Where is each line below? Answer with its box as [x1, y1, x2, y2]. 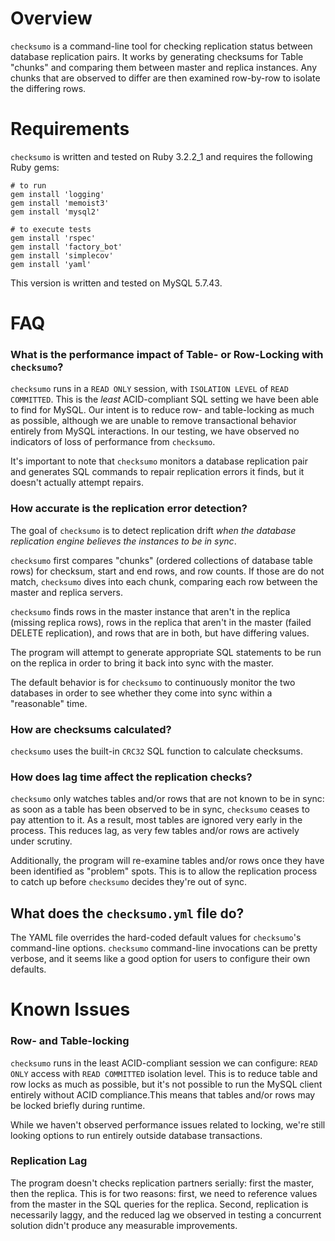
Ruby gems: [10, 161, 60, 173]
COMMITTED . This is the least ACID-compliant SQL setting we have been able [10, 393, 319, 406]
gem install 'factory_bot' [10, 242, 123, 252]
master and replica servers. [10, 586, 123, 598]
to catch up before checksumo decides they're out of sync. [10, 876, 248, 888]
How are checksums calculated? [10, 722, 172, 736]
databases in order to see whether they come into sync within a [10, 687, 273, 699]
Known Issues [10, 998, 131, 1021]
